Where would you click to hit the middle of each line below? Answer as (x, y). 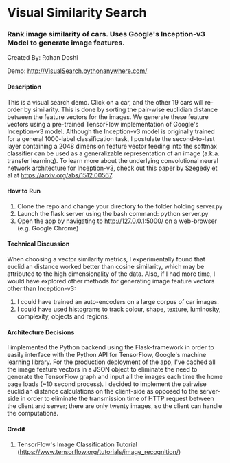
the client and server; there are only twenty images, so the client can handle (115, 406)
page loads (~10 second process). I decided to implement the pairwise (107, 384)
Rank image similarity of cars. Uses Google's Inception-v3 (106, 34)
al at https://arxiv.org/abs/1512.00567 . (60, 175)
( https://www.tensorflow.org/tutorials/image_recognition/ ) (99, 451)
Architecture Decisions (41, 332)
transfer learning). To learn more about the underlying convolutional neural (113, 160)
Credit (16, 429)
